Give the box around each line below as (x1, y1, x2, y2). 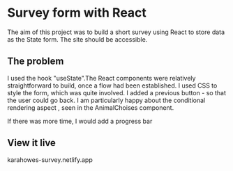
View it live (7, 137, 56, 149)
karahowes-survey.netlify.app (7, 155, 93, 164)
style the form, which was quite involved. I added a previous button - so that (7, 88, 227, 97)
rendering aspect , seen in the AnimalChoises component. (7, 103, 174, 112)
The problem (7, 56, 64, 67)
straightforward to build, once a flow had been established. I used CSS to (7, 81, 218, 90)
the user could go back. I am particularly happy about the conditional (7, 96, 206, 104)
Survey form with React (7, 5, 146, 21)
